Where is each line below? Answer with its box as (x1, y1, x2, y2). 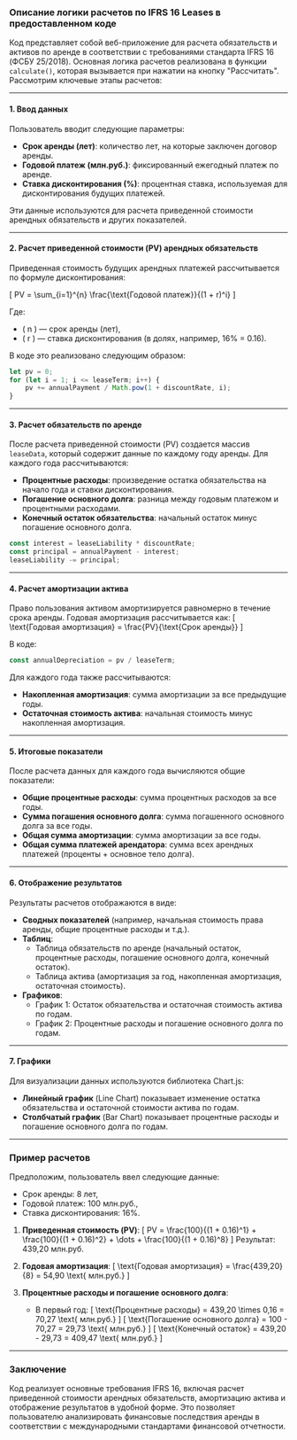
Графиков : (21, 990, 64, 1000)
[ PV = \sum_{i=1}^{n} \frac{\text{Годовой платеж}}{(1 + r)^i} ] (9, 289, 236, 300)
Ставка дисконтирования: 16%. (21, 1208, 141, 1218)
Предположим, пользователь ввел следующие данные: (9, 1171, 220, 1182)
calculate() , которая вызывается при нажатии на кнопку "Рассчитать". (9, 66, 280, 76)
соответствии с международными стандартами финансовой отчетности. (9, 1421, 286, 1432)
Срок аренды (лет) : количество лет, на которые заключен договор (21, 140, 278, 152)
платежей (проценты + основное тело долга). (21, 849, 194, 860)
